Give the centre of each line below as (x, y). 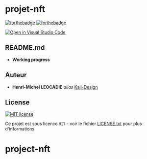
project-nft (28, 149)
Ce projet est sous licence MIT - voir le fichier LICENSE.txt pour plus (73, 124)
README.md (25, 48)
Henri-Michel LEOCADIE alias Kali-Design (55, 87)
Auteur (16, 75)
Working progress (31, 60)
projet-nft (25, 9)
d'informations (20, 129)
